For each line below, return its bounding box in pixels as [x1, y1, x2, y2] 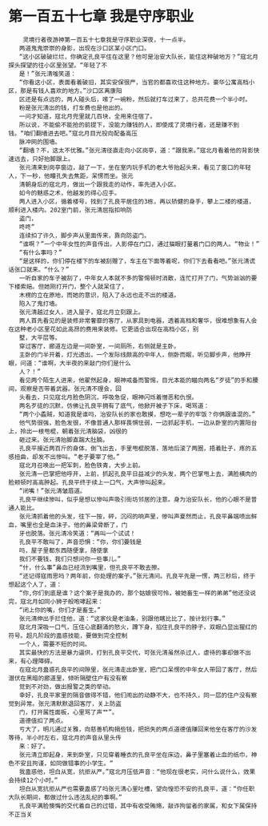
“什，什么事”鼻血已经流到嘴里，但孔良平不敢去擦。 [18, 563, 164, 571]
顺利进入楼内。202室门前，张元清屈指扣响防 [8, 206, 133, 214]
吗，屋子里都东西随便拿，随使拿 [18, 546, 109, 554]
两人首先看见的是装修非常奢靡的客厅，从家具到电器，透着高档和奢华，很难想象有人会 [18, 316, 258, 324]
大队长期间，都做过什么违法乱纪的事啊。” [8, 793, 122, 801]
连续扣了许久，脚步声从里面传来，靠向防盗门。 [18, 232, 150, 240]
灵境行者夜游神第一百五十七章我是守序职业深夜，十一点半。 [22, 35, 190, 44]
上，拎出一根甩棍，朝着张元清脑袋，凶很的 [8, 427, 128, 435]
